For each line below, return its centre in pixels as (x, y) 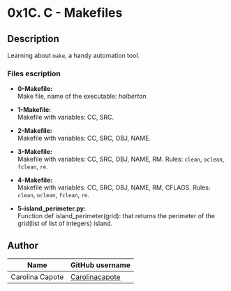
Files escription (34, 73)
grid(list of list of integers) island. (65, 223)
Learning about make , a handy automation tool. (74, 55)
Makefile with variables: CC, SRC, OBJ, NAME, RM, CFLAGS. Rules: (114, 187)
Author (23, 245)
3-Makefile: (35, 152)
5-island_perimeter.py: (51, 208)
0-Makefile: (35, 89)
